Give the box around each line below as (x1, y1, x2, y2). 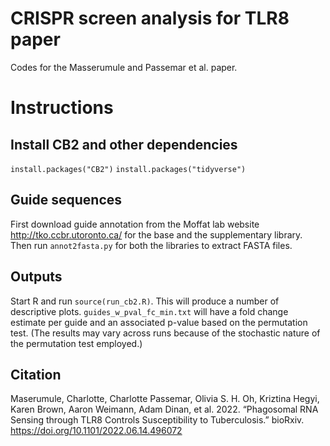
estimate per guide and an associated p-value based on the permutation (10, 316, 308, 328)
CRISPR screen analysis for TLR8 (10, 7, 290, 30)
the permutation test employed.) (10, 337, 143, 349)
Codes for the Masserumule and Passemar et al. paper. (10, 61, 238, 73)
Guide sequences (10, 192, 123, 209)
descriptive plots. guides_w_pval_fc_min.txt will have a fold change (10, 305, 289, 317)
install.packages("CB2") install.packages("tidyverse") (10, 164, 247, 174)
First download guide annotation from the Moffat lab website (10, 218, 260, 230)
